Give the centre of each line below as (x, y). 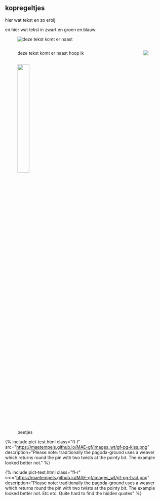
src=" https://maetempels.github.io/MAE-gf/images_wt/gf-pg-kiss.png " (77, 447)
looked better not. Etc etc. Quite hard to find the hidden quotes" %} (74, 493)
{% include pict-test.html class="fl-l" (43, 442)
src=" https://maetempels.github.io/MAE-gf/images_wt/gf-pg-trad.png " (77, 477)
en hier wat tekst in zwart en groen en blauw (50, 30)
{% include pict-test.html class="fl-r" (43, 472)
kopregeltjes (25, 8)
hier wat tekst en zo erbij (30, 20)
